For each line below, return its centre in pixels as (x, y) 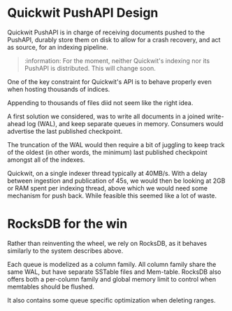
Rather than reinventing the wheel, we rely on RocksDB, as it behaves (107, 243)
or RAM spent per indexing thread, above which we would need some (108, 188)
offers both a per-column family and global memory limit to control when (112, 279)
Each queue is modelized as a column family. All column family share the (112, 264)
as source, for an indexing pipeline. (58, 47)
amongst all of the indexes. (46, 160)
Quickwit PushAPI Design (83, 13)
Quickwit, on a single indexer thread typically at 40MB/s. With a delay (107, 173)
